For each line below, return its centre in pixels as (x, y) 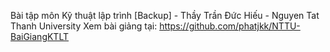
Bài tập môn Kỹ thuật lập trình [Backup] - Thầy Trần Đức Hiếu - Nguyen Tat (165, 15)
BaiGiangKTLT (40, 36)
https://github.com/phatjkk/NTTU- (230, 26)
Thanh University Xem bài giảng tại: (84, 26)
